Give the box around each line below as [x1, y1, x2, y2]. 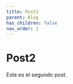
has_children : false [6, 20, 58, 26]
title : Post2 [6, 8, 39, 15]
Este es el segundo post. [6, 71, 67, 79]
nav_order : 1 [6, 25, 39, 32]
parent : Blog [6, 14, 39, 20]
